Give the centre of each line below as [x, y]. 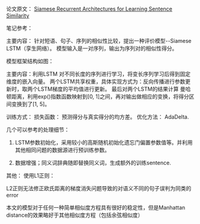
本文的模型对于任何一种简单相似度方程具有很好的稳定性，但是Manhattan [96, 207]
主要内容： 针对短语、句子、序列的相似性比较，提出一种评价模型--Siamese [99, 41]
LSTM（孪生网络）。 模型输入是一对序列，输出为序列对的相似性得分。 [92, 48]
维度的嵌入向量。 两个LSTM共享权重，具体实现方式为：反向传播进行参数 [96, 81]
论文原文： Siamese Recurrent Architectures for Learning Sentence [89, 9]
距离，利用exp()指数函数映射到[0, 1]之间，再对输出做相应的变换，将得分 [100, 96]
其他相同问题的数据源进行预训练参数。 [62, 150]
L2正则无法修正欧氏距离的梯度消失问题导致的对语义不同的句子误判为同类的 [99, 188]
